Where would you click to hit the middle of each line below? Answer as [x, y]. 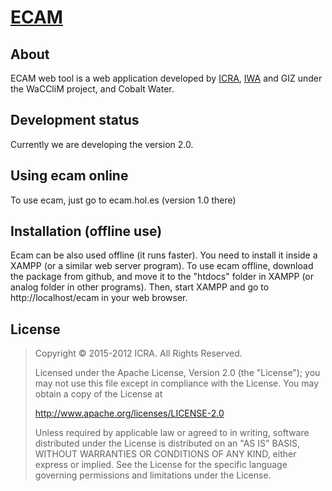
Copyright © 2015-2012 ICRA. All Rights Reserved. [138, 353]
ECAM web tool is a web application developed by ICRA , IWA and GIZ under [166, 78]
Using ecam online [69, 176]
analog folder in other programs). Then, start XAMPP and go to [140, 287]
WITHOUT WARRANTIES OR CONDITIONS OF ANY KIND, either [165, 454]
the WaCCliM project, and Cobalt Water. [92, 89]
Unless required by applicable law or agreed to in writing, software [172, 433]
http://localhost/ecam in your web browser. [99, 298]
